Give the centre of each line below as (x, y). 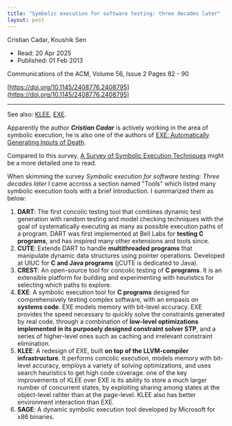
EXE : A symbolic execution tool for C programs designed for (103, 292)
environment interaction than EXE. (66, 402)
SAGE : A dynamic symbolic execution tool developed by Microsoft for (116, 409)
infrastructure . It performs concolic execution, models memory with (114, 358)
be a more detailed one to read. (52, 163)
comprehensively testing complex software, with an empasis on (108, 299)
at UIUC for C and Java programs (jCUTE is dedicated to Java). (108, 263)
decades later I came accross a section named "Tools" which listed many (112, 183)
